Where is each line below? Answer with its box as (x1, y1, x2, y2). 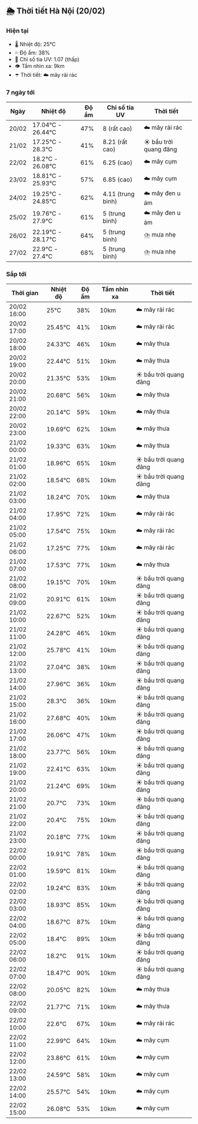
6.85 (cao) (103, 175, 133, 183)
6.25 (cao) (103, 158, 133, 167)
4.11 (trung (103, 190, 135, 198)
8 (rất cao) (103, 124, 133, 132)
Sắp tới (6, 269, 27, 278)
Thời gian (11, 289, 39, 297)
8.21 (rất (103, 138, 128, 146)
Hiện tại (6, 27, 29, 35)
